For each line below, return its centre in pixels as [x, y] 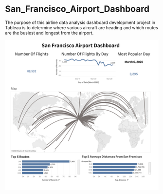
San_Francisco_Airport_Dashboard [77, 9]
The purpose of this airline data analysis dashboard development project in [80, 22]
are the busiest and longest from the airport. [49, 33]
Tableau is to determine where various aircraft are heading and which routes [81, 27]
